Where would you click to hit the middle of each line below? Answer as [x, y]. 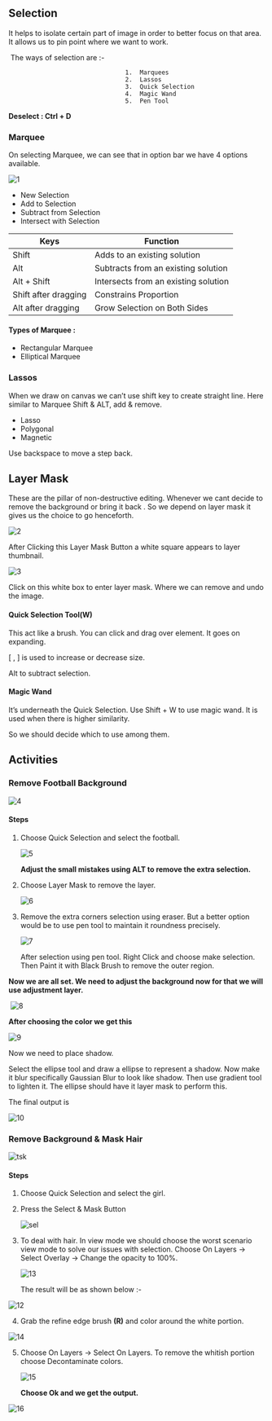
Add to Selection [48, 204]
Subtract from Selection [60, 213]
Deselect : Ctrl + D [40, 116]
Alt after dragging [46, 308]
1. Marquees [147, 73]
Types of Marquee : [42, 330]
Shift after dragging [50, 295]
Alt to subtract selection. [50, 673]
